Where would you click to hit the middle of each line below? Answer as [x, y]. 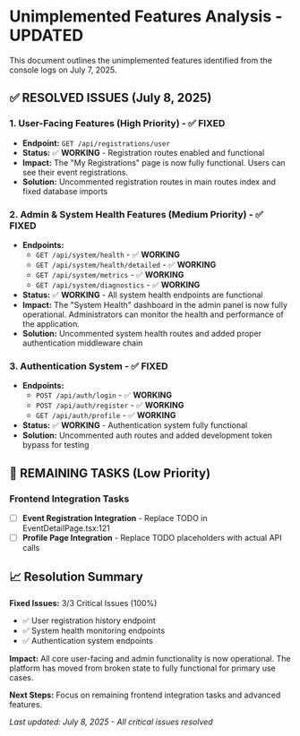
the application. [51, 323]
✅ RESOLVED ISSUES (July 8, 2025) [111, 98]
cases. [21, 677]
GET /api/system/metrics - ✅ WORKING [110, 274]
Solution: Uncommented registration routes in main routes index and [149, 182]
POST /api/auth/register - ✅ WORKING [110, 406]
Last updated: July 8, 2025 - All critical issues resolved [111, 722]
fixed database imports [65, 191]
